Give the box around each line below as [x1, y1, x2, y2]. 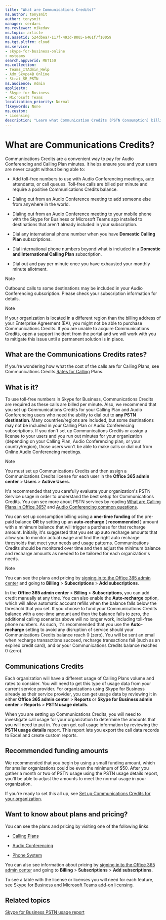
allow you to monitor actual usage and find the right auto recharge [5, 535, 140, 541]
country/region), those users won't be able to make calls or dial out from [5, 444, 152, 450]
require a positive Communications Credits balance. [12, 186, 118, 192]
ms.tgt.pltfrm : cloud [5, 40, 50, 45]
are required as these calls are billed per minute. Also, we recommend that [5, 402, 157, 407]
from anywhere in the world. [12, 201, 70, 207]
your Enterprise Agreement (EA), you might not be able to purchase [5, 320, 142, 326]
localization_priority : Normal [5, 100, 70, 105]
